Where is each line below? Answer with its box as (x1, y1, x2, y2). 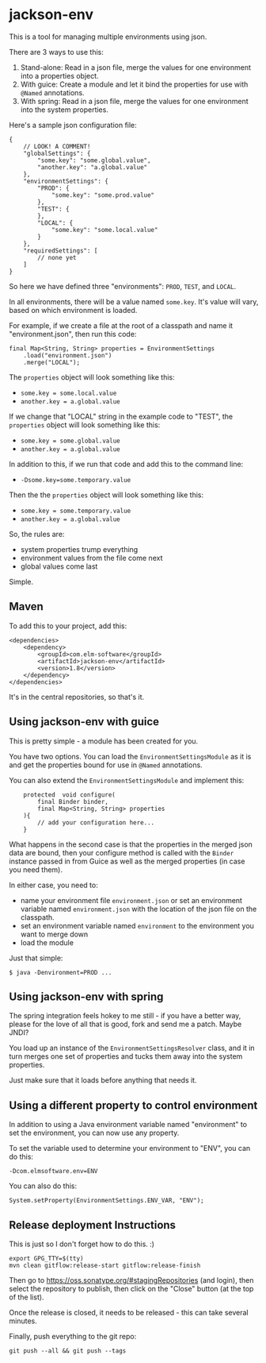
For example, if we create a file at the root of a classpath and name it (9, 320, 233, 330)
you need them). (9, 864, 63, 875)
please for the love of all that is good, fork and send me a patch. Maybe (9, 1019, 242, 1029)
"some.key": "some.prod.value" (51, 191, 155, 199)
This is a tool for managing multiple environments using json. (9, 32, 207, 41)
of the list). (9, 1292, 44, 1302)
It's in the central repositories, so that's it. (9, 692, 145, 701)
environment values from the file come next (20, 553, 163, 562)
